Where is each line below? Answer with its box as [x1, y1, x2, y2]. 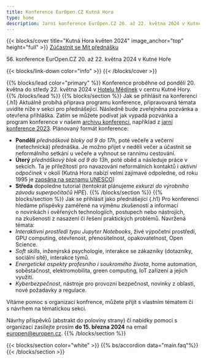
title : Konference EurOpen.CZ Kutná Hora [6, 9, 114, 15]
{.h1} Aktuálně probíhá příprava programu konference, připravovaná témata [6, 99, 196, 106]
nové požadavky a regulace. [15, 286, 87, 294]
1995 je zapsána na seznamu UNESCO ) [15, 176, 115, 183]
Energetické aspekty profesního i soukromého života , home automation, [15, 260, 197, 268]
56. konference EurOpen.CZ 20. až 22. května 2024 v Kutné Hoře [6, 56, 172, 63]
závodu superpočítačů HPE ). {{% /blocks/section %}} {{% [15, 189, 163, 196]
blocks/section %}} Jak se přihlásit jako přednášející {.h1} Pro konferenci [15, 196, 199, 203]
